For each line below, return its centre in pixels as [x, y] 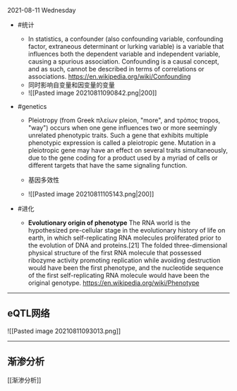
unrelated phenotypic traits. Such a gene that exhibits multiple [118, 135]
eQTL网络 [29, 314]
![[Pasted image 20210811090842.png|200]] [92, 93]
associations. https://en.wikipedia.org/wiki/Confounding [109, 76]
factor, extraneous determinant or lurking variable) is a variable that [126, 46]
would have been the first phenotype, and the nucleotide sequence [126, 268]
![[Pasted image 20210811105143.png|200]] [91, 194]
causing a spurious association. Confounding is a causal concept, [123, 62]
